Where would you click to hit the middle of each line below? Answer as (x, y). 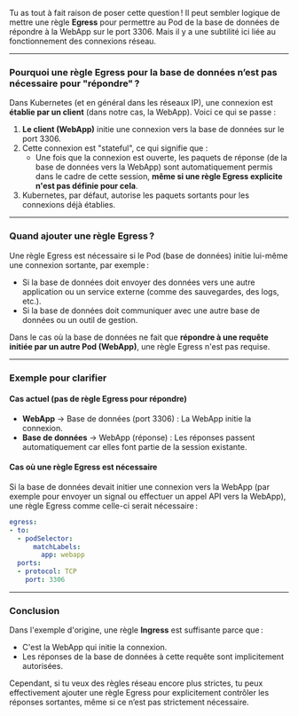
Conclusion (35, 610)
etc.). (31, 301)
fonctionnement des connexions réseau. (83, 41)
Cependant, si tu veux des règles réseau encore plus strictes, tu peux (136, 683)
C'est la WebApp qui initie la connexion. (94, 648)
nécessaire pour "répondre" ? (74, 83)
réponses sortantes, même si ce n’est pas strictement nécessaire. (129, 702)
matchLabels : (57, 547)
